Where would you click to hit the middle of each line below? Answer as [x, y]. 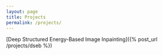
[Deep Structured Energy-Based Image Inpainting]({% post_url [82, 40]
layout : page [22, 12]
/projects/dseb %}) [29, 46]
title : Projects [26, 17]
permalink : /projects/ [34, 22]
